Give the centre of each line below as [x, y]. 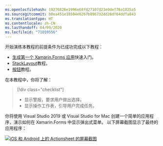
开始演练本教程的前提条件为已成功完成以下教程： [54, 47]
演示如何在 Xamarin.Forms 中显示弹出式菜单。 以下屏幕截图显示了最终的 [86, 122]
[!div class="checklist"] [40, 89]
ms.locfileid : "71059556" [31, 32]
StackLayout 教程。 [31, 63]
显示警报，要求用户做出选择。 [54, 100]
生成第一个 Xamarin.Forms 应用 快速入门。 [54, 57]
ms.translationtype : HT [29, 19]
